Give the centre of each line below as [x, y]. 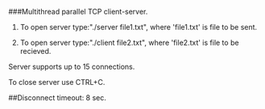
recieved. [35, 51]
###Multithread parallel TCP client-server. [78, 12]
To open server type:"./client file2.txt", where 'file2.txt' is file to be [129, 42]
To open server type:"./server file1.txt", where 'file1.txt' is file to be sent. [139, 27]
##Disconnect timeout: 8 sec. [58, 98]
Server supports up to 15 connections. [72, 67]
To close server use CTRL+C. [57, 82]
